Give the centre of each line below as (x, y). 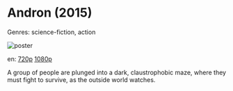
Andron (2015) (50, 13)
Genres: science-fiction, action (51, 32)
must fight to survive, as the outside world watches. (81, 80)
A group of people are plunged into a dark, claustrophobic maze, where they (117, 72)
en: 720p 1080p (30, 59)
